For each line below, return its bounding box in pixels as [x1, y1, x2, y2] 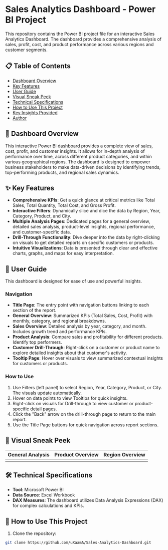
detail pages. [30, 406, 57, 412]
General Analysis [8, 451, 50, 458]
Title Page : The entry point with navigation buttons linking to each [12, 302, 149, 308]
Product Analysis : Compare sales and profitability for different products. [12, 334, 163, 340]
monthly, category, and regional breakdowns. [12, 318, 106, 324]
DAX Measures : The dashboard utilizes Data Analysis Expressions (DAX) [12, 497, 163, 503]
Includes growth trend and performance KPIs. [12, 329, 107, 335]
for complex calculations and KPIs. [12, 502, 84, 509]
